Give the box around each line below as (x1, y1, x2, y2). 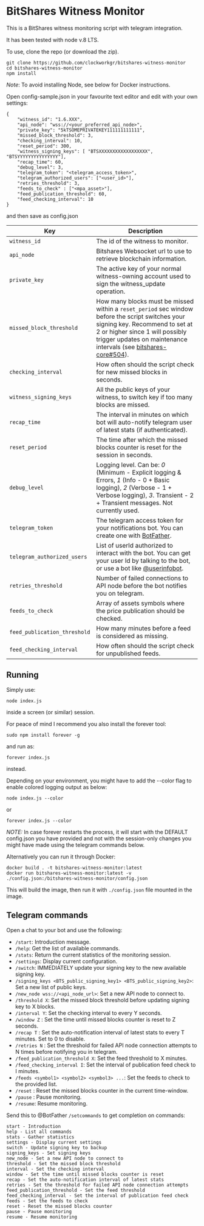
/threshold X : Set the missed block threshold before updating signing (15, 996, 190, 1003)
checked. (96, 614, 123, 622)
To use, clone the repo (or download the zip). (6, 47, 120, 55)
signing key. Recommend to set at (96, 319, 193, 328)
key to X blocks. (15, 1003, 56, 1010)
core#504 (96, 350, 125, 358)
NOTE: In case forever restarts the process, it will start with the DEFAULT (6, 828, 188, 835)
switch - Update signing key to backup (6, 1144, 107, 1151)
